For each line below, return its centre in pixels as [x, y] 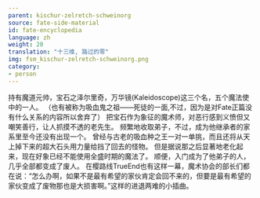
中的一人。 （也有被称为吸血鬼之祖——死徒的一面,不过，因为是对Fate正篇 [127, 107]
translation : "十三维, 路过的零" [58, 52]
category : [24, 67]
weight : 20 [26, 45]
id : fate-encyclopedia [45, 30]
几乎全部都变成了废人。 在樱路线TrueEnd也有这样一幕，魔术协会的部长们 [126, 166]
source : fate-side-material [54, 23]
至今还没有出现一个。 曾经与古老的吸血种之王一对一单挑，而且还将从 [132, 136]
